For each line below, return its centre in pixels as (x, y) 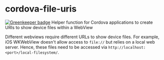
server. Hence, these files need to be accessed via (56, 47)
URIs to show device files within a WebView (49, 27)
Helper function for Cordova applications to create (102, 22)
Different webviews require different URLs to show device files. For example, (82, 37)
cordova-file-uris (41, 9)
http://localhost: (127, 47)
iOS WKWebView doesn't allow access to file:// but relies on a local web (80, 42)
